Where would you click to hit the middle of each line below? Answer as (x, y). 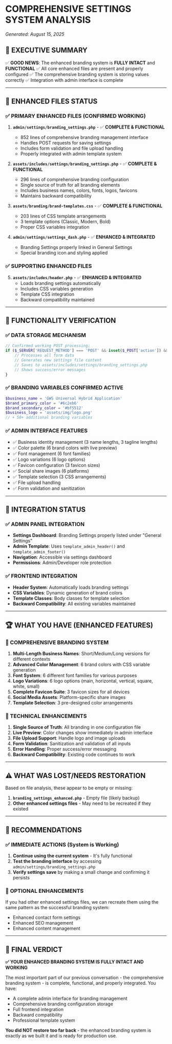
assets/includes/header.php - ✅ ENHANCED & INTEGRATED (77, 277)
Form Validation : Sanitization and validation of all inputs (72, 744)
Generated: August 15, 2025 (35, 34)
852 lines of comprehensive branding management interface (84, 137)
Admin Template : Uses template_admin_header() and (69, 546)
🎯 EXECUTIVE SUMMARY (47, 50)
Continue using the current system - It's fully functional (72, 856)
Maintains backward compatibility (56, 196)
